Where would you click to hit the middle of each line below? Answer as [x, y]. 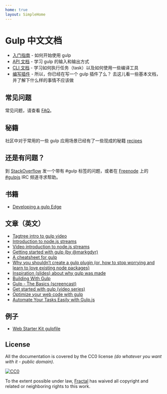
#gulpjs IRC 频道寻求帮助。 [33, 177]
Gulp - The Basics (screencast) [44, 284]
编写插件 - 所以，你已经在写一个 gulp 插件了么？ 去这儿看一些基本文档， [86, 74]
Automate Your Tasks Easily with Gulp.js [54, 299]
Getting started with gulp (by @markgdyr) [55, 252]
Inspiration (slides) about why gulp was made [59, 273]
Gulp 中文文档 [34, 41]
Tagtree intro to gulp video [40, 236]
